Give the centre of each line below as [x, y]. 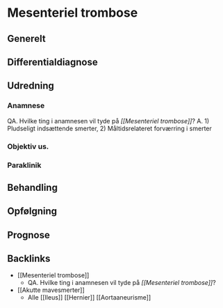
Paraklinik [24, 165]
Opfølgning [32, 211]
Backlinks [29, 259]
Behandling [32, 187]
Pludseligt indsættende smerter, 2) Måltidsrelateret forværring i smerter [109, 128]
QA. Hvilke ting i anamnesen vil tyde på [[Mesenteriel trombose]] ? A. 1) [108, 121]
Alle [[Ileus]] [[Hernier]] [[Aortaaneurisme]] [89, 298]
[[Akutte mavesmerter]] [51, 290]
